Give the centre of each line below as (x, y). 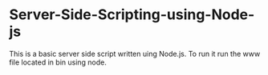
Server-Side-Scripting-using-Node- (132, 15)
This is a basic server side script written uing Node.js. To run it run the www (135, 53)
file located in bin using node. (58, 62)
